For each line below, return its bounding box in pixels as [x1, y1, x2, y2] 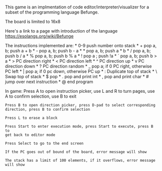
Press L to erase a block [5, 116, 57, 120]
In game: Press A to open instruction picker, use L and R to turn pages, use [5, 88, 155, 94]
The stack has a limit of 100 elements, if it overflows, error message [5, 158, 156, 163]
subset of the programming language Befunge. [5, 9, 99, 15]
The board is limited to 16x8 [5, 19, 61, 24]
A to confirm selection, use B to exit [5, 93, 77, 99]
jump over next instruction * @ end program [5, 79, 93, 85]
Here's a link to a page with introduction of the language [5, 28, 118, 34]
